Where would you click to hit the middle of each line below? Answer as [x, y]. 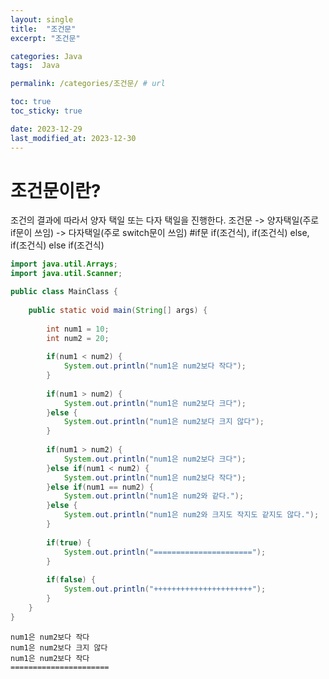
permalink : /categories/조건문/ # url [88, 84]
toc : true [31, 102]
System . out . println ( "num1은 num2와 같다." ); [154, 496]
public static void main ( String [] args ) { [118, 310]
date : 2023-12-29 [46, 129]
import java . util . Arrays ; [64, 264]
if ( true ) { [69, 542]
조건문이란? [56, 190]
